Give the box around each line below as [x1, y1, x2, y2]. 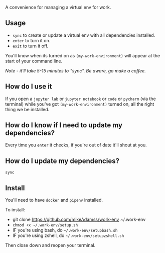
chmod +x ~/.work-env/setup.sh [12, 223, 78, 228]
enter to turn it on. [12, 37, 51, 43]
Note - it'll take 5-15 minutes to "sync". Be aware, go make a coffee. [5, 67, 146, 73]
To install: [5, 207, 25, 213]
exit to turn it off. [12, 43, 49, 49]
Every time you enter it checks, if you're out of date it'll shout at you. [5, 142, 147, 148]
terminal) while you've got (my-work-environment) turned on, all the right [5, 101, 154, 107]
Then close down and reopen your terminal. [5, 242, 96, 248]
